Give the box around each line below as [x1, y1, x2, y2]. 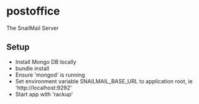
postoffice [6, 4, 60, 18]
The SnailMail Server [6, 24, 59, 32]
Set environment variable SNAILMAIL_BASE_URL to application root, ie [15, 77, 193, 85]
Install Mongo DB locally [15, 58, 77, 65]
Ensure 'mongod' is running [15, 71, 86, 78]
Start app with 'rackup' [15, 90, 73, 98]
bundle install [15, 64, 50, 72]
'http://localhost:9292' [15, 84, 72, 91]
